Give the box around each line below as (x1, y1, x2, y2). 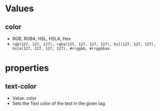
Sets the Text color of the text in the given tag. (12, 101, 107, 106)
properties (5, 63, 49, 74)
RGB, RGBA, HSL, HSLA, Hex (12, 36, 71, 41)
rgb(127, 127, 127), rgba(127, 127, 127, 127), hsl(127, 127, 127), (12, 42, 156, 47)
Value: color (12, 95, 37, 101)
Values (5, 3, 34, 14)
